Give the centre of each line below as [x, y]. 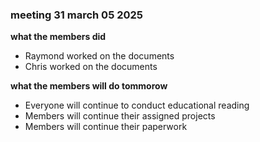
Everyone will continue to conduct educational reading [137, 105]
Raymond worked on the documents [99, 56]
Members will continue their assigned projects [120, 116]
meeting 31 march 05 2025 [77, 15]
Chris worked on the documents [91, 67]
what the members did [58, 37]
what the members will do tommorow [89, 86]
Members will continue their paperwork [106, 127]
